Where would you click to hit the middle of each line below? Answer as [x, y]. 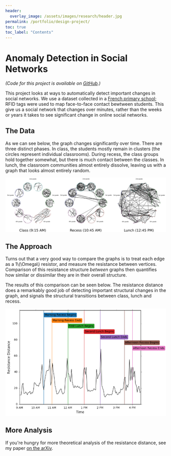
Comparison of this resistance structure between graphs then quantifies [81, 269]
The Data [20, 131]
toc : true [16, 27]
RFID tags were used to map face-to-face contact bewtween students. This [85, 104]
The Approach [29, 246]
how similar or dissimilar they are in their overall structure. [66, 275]
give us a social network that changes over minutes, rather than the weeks [84, 109]
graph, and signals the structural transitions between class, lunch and [79, 295]
